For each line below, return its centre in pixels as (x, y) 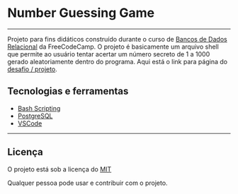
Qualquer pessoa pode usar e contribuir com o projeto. (87, 183)
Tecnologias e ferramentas (68, 91)
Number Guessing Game (81, 13)
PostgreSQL (35, 116)
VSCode (30, 123)
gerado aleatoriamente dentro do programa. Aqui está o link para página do (118, 61)
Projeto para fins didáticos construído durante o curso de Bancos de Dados (118, 39)
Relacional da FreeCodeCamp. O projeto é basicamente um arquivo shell (113, 47)
